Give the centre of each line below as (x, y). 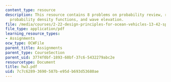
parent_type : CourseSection (35, 52)
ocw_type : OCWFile (25, 43)
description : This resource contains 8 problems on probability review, (84, 15)
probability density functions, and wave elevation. (67, 19)
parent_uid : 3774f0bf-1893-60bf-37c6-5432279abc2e (60, 57)
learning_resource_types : (33, 34)
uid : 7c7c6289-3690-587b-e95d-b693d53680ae (52, 72)
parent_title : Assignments (34, 48)
